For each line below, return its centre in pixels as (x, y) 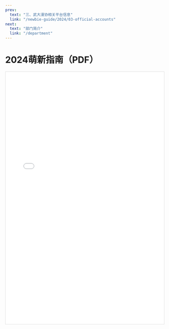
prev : (11, 10)
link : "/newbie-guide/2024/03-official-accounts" (63, 19)
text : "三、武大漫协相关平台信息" (41, 15)
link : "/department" (31, 33)
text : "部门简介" (26, 29)
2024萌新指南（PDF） (52, 60)
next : (11, 24)
